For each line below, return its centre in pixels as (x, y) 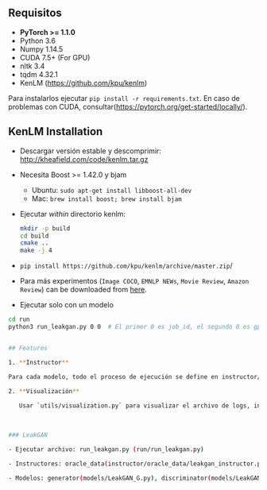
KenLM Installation (56, 131)
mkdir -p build (45, 228)
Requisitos (35, 13)
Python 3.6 (37, 41)
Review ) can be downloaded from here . (83, 290)
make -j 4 (36, 251)
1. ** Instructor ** (39, 362)
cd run (19, 320)
